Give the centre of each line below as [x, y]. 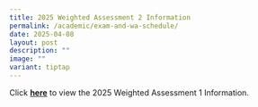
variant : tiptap [40, 68]
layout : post [34, 42]
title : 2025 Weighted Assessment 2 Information [100, 17]
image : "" [28, 59]
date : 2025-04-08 [42, 34]
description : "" [40, 51]
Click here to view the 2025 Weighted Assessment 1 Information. [129, 92]
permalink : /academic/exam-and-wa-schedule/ [94, 26]
